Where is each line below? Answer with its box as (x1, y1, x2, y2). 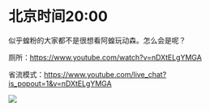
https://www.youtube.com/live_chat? (44, 69, 167, 79)
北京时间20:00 (8, 7, 108, 26)
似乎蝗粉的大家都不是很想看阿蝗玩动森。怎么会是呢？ (8, 35, 186, 45)
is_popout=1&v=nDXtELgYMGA (8, 78, 112, 88)
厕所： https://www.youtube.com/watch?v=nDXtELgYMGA (8, 52, 203, 62)
